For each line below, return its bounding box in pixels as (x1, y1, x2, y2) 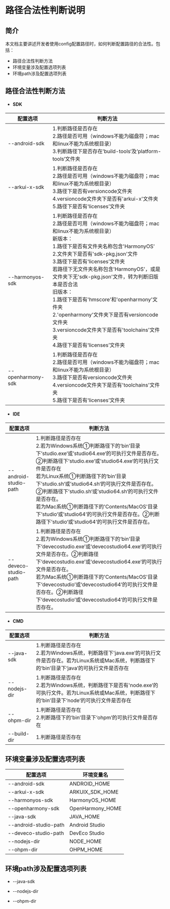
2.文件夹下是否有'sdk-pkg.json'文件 (52, 250, 138, 257)
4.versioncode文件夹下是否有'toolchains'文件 (52, 381, 160, 388)
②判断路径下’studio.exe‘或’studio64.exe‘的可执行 (35, 457, 154, 464)
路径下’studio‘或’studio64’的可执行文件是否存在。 (35, 518, 153, 525)
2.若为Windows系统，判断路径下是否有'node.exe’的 (36, 682, 158, 689)
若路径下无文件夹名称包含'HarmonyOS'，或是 (52, 266, 161, 273)
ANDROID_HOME (69, 780, 110, 787)
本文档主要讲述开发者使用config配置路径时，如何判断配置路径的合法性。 (5, 41, 156, 47)
